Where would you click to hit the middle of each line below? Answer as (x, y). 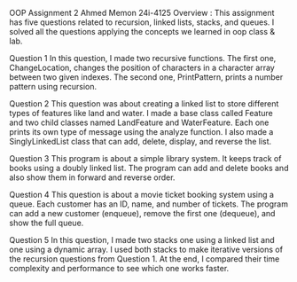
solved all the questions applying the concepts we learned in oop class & (142, 31)
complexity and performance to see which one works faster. (119, 268)
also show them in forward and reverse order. (92, 177)
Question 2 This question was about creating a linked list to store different (144, 104)
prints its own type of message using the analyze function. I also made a (141, 132)
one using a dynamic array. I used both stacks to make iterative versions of (146, 249)
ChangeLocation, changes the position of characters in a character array (142, 67)
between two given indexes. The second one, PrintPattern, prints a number (146, 77)
